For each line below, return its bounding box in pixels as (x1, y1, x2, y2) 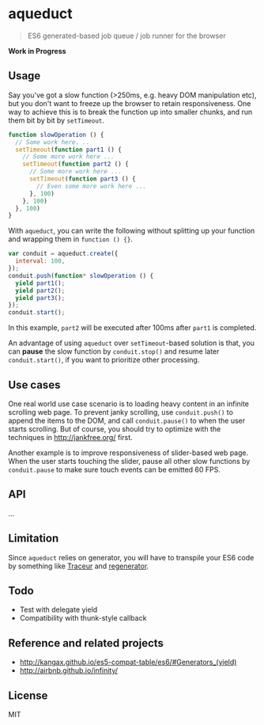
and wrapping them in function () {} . (8, 234, 133, 244)
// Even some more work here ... (36, 182, 147, 190)
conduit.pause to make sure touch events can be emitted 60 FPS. (8, 465, 221, 474)
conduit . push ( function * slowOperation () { (8, 271, 154, 279)
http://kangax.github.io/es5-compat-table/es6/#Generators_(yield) (19, 658, 237, 667)
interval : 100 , (15, 257, 66, 265)
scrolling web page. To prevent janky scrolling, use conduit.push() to (8, 407, 233, 416)
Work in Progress (8, 46, 66, 55)
